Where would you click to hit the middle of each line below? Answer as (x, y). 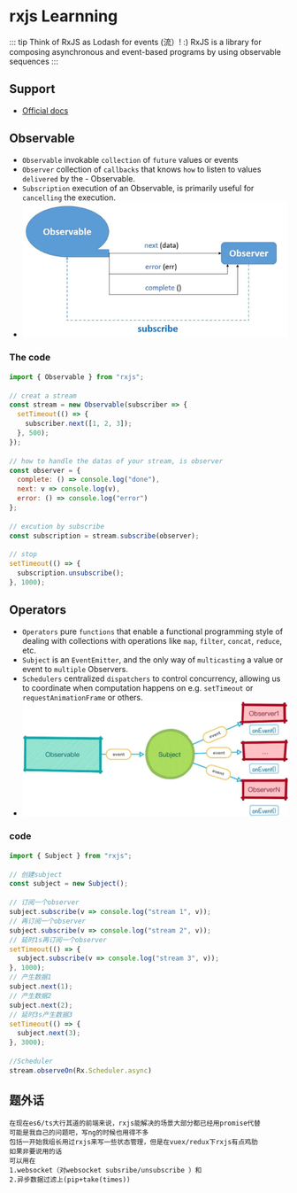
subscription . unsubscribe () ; (71, 573)
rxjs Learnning (64, 16)
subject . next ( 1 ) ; (41, 987)
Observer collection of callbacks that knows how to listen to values (141, 169)
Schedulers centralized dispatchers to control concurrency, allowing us (151, 678)
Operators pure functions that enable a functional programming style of (152, 631)
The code (30, 358)
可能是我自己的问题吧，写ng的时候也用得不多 (79, 1132)
